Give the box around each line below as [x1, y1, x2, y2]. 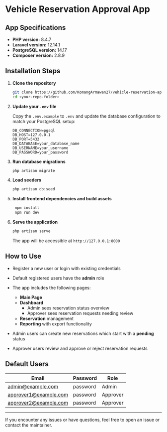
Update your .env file [12, 103, 57, 109]
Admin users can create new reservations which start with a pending [12, 330, 154, 336]
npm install [14, 205, 40, 210]
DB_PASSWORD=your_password [12, 149, 69, 155]
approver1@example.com [7, 391, 69, 398]
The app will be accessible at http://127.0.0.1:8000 [12, 238, 120, 244]
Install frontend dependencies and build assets [12, 196, 112, 202]
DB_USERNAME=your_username [12, 145, 69, 150]
